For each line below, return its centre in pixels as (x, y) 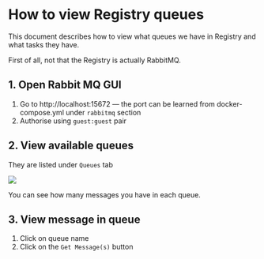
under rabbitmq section (104, 112)
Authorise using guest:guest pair (73, 121)
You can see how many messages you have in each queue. (105, 194)
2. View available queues (71, 146)
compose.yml (42, 112)
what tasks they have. (44, 44)
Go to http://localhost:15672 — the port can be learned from (117, 103)
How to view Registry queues (106, 15)
